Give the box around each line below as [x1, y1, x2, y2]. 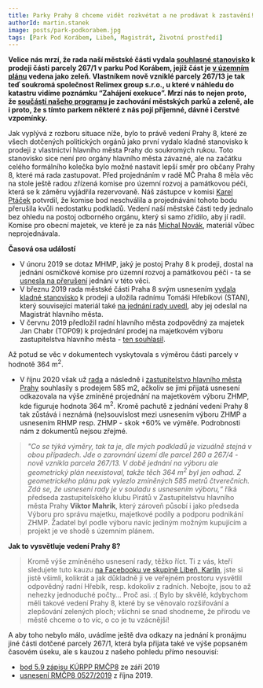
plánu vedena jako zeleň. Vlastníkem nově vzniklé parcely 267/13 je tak [8, 72, 246, 81]
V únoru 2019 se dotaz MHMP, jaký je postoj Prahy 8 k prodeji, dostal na [19, 259, 254, 269]
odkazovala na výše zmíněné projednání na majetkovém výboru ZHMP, [19, 391, 250, 401]
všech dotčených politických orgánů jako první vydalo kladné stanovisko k [8, 137, 249, 146]
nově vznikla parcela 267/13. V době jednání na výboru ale [27, 458, 218, 468]
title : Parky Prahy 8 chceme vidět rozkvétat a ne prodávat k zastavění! [8, 11, 255, 20]
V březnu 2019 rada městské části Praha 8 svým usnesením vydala [19, 285, 236, 294]
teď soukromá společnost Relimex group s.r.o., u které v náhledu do [8, 80, 234, 90]
